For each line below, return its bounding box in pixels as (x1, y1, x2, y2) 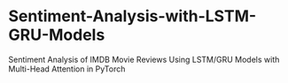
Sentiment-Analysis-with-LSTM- (8, 6, 257, 26)
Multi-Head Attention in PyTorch (8, 64, 126, 74)
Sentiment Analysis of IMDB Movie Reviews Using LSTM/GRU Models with (8, 54, 280, 64)
